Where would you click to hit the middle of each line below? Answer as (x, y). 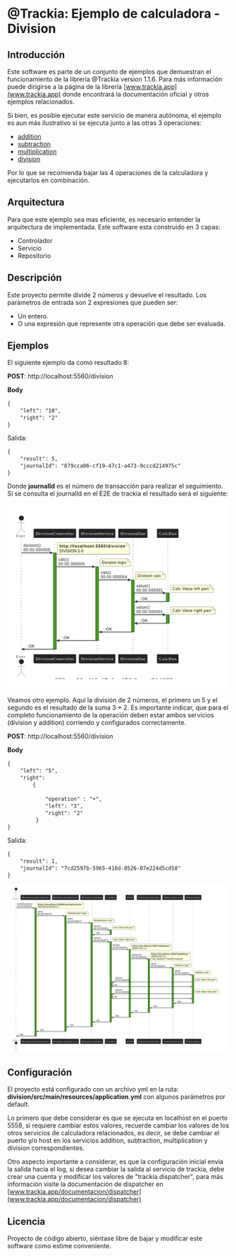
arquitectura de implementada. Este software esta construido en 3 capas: (114, 227)
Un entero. (33, 316)
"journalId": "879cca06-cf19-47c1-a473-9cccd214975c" (100, 466)
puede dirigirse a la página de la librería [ (67, 86)
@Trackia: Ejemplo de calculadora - (114, 14)
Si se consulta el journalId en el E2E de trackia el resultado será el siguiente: (118, 494)
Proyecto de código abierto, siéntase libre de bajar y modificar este (105, 1238)
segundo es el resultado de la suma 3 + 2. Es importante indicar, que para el (118, 707)
